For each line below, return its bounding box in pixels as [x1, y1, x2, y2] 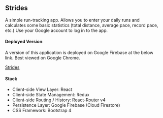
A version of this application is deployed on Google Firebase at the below [5, 50, 154, 56]
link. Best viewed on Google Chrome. [5, 55, 80, 61]
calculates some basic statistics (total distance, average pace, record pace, [5, 22, 159, 28]
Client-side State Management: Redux [12, 92, 90, 98]
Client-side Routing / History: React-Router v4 [12, 97, 106, 103]
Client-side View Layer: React [12, 87, 72, 92]
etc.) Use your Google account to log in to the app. [5, 27, 108, 33]
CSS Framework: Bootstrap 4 [12, 108, 71, 114]
